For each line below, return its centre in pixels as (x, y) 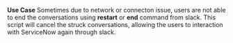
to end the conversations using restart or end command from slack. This (112, 17)
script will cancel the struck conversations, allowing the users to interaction (115, 25)
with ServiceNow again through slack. (62, 32)
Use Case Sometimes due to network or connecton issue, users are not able (116, 10)
